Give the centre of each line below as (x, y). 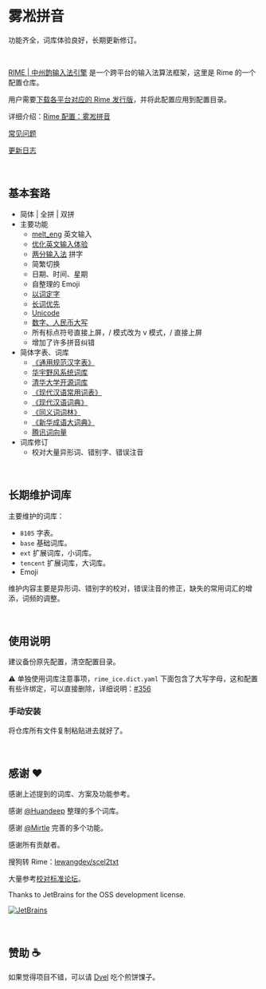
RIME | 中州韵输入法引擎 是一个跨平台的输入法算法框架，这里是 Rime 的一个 (132, 72)
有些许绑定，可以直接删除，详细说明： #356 (80, 689)
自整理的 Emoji (56, 283)
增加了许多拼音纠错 (63, 342)
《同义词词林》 (56, 412)
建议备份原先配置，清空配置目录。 (64, 662)
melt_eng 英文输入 (62, 234)
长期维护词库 (40, 495)
